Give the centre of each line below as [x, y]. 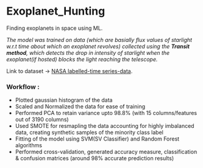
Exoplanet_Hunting [56, 11]
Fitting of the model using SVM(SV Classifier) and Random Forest [97, 139]
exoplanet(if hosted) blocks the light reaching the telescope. [82, 59]
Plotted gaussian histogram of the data [64, 100]
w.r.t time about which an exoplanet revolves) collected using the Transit [98, 46]
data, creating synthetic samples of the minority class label [89, 133]
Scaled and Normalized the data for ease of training [80, 107]
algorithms [29, 145]
